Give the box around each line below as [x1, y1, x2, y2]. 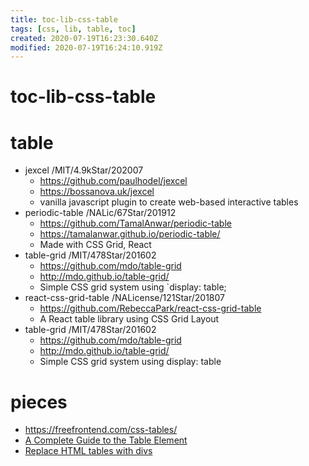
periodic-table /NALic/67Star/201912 [24, 207, 177, 219]
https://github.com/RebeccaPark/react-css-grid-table [39, 302, 262, 315]
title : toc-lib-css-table [10, 14, 118, 25]
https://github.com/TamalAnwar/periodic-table [39, 217, 232, 230]
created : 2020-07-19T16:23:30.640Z [10, 33, 159, 43]
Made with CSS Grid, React [39, 239, 152, 251]
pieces [10, 391, 68, 413]
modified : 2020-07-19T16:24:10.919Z [10, 42, 163, 53]
